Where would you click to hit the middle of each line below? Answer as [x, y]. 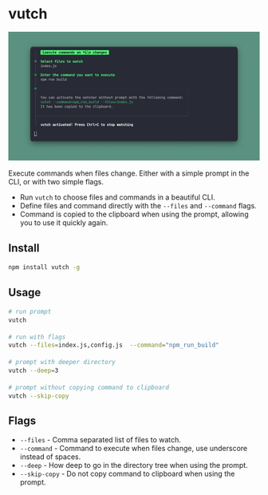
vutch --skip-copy [39, 396]
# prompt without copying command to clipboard [89, 387]
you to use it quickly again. [64, 223]
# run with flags [37, 337]
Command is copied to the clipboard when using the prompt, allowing [134, 214]
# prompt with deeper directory [62, 362]
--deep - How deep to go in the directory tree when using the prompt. [134, 465]
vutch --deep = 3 [33, 371]
